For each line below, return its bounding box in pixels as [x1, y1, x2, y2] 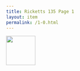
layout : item [6, 14, 38, 20]
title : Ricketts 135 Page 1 [6, 8, 75, 15]
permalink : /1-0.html [6, 19, 59, 25]
